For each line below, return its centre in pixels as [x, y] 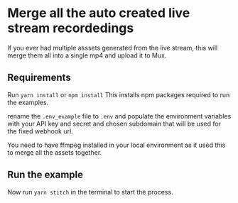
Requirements [39, 78]
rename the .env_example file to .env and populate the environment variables [119, 116]
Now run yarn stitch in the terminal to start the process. [90, 192]
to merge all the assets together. [55, 152]
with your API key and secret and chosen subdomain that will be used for [114, 124]
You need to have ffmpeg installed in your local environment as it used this [117, 145]
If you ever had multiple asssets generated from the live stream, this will [113, 48]
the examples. [28, 102]
